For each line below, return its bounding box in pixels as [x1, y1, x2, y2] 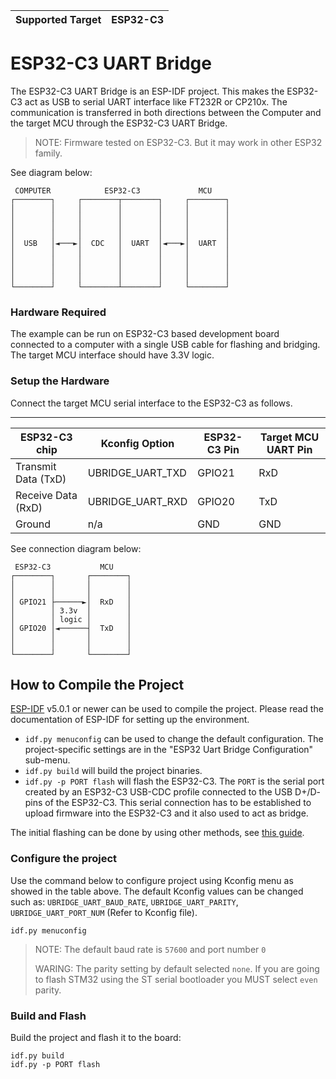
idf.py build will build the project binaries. [24, 765, 203, 777]
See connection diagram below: [10, 542, 142, 554]
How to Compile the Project [10, 676, 185, 693]
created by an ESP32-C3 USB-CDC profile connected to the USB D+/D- [24, 786, 322, 798]
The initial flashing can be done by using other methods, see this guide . [10, 827, 305, 839]
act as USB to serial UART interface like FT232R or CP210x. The [24, 95, 288, 108]
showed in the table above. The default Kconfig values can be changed [10, 885, 304, 897]
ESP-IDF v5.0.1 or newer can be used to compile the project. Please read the [10, 703, 324, 715]
